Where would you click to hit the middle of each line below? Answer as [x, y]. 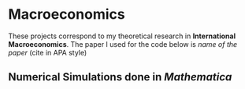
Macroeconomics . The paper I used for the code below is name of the [123, 44]
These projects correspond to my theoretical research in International [122, 36]
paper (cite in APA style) [48, 52]
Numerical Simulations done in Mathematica [120, 77]
